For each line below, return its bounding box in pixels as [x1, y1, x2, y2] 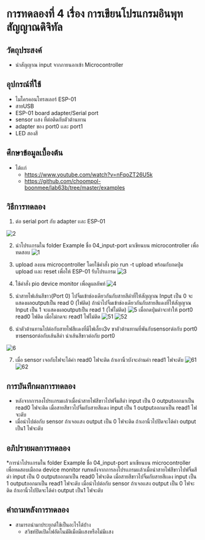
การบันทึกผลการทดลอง [6, 381, 76, 391]
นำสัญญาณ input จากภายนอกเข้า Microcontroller [15, 61, 124, 68]
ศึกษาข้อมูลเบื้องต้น [6, 148, 63, 158]
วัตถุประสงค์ [6, 45, 42, 55]
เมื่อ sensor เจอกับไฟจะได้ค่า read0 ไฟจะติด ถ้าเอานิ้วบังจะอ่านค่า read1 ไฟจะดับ [15, 356, 184, 364]
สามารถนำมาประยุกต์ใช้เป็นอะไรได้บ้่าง [15, 521, 91, 528]
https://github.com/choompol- [24, 177, 101, 184]
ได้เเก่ [15, 163, 27, 171]
